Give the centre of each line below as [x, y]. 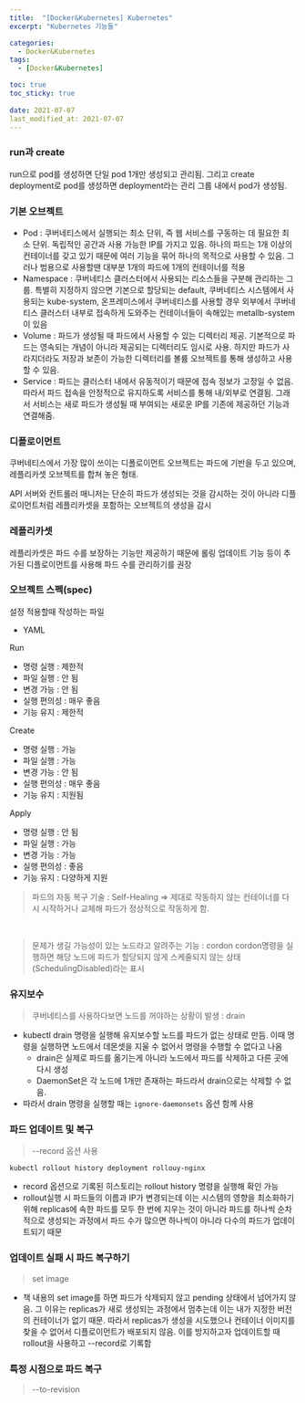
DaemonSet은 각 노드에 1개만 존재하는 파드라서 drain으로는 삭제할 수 [159, 1081]
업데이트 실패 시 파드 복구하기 [70, 1258]
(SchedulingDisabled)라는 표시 [88, 968]
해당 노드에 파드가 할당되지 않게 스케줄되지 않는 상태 [148, 957]
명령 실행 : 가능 [49, 749]
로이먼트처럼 [32, 505]
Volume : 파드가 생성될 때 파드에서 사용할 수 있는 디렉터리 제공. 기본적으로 [154, 335]
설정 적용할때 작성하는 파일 [57, 612]
